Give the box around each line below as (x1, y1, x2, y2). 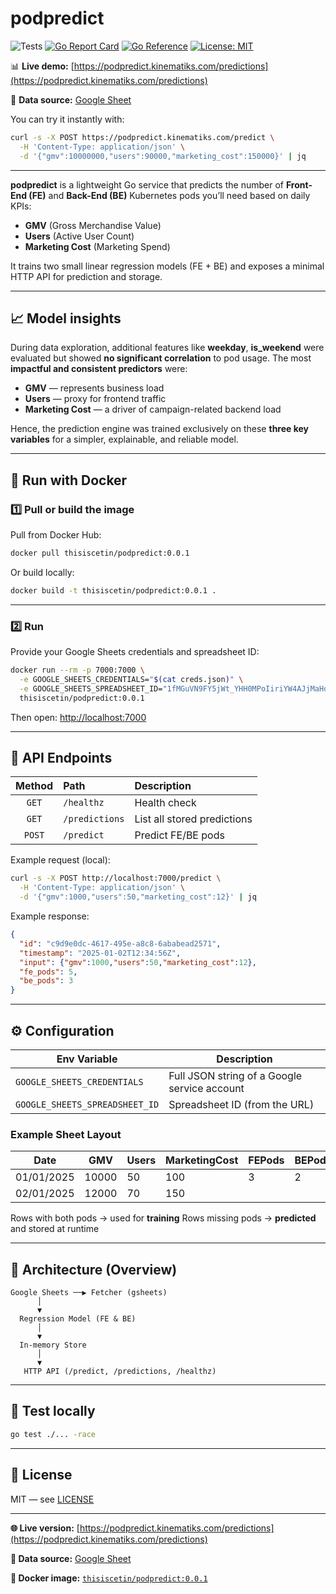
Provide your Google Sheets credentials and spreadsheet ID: (10, 646, 260, 658)
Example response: (10, 910, 90, 922)
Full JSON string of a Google (168, 1068, 303, 1082)
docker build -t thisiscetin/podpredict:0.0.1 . (10, 585, 217, 596)
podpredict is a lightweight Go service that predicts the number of (10, 178, 284, 191)
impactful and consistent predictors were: (10, 363, 188, 375)
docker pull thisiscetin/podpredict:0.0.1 (10, 548, 190, 559)
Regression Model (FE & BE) (19, 1314, 137, 1324)
